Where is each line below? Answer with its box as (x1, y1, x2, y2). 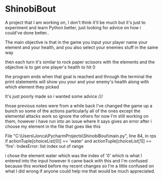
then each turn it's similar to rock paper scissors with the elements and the (5, 59, 155, 65)
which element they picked (5, 84, 59, 89)
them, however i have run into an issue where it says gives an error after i (5, 118, 152, 124)
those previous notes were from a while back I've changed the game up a (5, 103, 152, 108)
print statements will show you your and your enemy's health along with (5, 79, 149, 85)
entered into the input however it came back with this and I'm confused (5, 158, 148, 163)
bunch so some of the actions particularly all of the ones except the (5, 108, 141, 114)
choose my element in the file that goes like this (5, 123, 101, 129)
